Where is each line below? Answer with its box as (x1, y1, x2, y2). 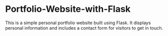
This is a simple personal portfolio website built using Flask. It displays (5, 20, 151, 26)
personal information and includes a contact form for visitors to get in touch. (5, 25, 163, 31)
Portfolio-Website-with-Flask (5, 3, 131, 15)
